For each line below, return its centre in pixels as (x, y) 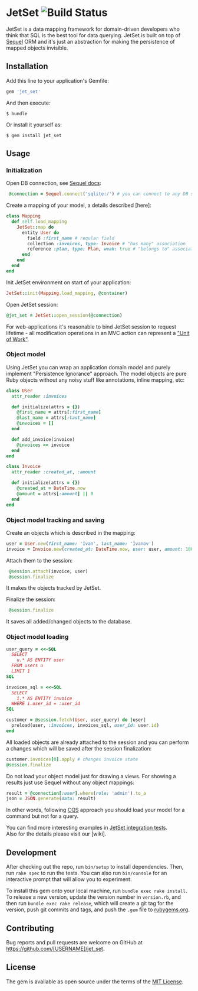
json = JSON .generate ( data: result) (51, 799)
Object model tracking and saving (55, 520)
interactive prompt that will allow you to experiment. (69, 879)
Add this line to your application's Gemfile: (57, 80)
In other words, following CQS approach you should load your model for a (95, 810)
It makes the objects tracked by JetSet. (54, 588)
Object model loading (37, 637)
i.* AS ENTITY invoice (44, 698)
